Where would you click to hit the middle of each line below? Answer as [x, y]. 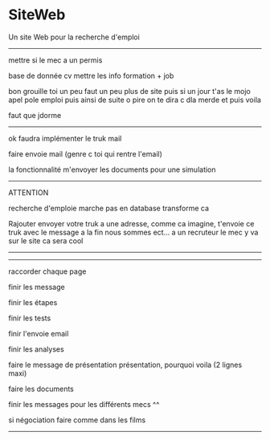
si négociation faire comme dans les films [77, 420]
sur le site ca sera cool [46, 240]
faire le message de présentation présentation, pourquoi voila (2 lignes [125, 365]
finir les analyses [36, 349]
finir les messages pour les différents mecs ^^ [84, 404]
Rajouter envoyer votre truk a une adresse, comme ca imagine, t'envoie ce [131, 223]
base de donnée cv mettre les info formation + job [91, 75]
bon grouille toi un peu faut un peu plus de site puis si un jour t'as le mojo [129, 91]
